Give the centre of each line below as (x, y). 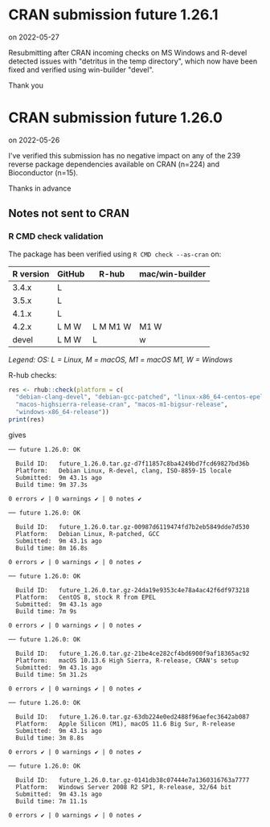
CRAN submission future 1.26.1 (113, 15)
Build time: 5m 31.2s (52, 674)
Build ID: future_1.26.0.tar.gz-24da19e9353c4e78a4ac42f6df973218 (133, 590)
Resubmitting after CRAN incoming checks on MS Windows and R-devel (128, 52)
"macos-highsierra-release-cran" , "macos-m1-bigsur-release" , (122, 405)
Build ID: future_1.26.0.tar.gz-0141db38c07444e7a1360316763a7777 (133, 780)
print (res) (27, 420)
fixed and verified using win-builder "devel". (81, 69)
